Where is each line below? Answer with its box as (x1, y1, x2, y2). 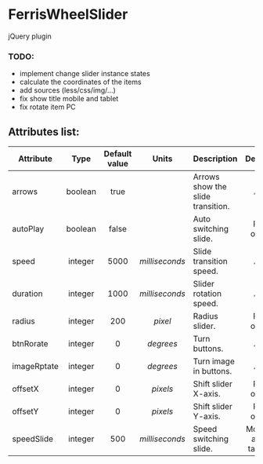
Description (193, 153, 238, 164)
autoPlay (12, 224, 45, 235)
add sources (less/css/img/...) (19, 86, 116, 95)
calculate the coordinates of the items (19, 77, 142, 87)
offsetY (12, 406, 39, 417)
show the (193, 181, 227, 192)
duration (12, 288, 43, 299)
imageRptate (12, 361, 59, 372)
